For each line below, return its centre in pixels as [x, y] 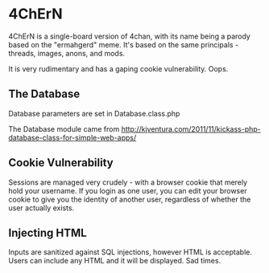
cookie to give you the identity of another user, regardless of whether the [130, 199]
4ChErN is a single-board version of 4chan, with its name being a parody [130, 36]
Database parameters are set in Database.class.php [94, 113]
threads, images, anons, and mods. [67, 53]
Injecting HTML [48, 232]
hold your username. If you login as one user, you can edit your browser [128, 190]
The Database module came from [64, 128]
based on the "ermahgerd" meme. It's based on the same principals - [124, 44]
